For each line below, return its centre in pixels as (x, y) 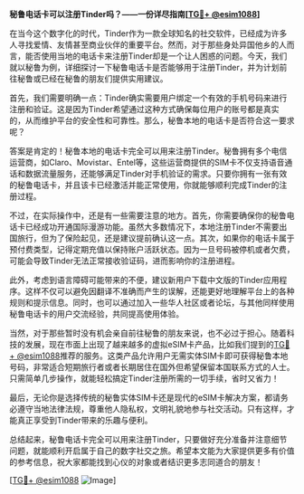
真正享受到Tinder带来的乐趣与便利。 (85, 420)
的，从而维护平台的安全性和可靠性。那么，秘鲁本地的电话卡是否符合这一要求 (152, 120)
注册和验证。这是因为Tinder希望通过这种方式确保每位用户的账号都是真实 (144, 109)
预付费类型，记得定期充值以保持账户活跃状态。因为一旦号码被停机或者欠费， (152, 249)
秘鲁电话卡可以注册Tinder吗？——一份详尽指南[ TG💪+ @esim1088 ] (135, 14)
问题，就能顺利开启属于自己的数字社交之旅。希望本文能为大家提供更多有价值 (152, 451)
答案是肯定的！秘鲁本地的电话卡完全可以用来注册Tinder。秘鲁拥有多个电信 (148, 151)
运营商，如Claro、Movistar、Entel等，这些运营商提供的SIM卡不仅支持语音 (147, 162)
